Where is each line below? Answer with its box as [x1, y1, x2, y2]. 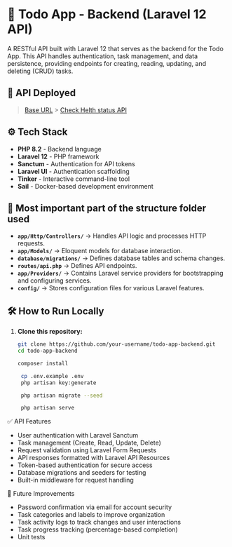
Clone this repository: [17, 327, 83, 336]
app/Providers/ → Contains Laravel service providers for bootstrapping [17, 269, 224, 278]
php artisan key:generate [20, 379, 97, 386]
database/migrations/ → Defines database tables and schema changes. [17, 254, 226, 262]
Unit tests [17, 533, 46, 541]
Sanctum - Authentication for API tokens [17, 159, 135, 168]
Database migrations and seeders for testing [17, 468, 146, 477]
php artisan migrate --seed [20, 392, 103, 399]
